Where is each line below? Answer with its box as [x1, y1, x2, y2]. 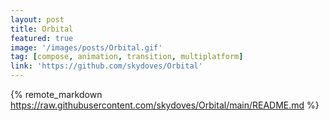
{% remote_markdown [10, 89, 103, 100]
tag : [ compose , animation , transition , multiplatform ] [10, 52, 244, 62]
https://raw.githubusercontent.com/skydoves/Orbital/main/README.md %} [10, 99, 320, 111]
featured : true [10, 33, 74, 43]
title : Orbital [10, 24, 74, 34]
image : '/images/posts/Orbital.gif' [10, 42, 163, 53]
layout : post [10, 14, 65, 25]
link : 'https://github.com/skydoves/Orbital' [10, 61, 203, 71]
